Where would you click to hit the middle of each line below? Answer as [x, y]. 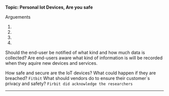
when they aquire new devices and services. [52, 63]
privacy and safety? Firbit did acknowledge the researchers [69, 83]
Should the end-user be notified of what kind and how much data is [75, 53]
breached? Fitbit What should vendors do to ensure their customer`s [77, 78]
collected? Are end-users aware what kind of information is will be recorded [84, 58]
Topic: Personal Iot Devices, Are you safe [49, 7]
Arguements [18, 17]
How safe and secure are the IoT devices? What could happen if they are [80, 73]
